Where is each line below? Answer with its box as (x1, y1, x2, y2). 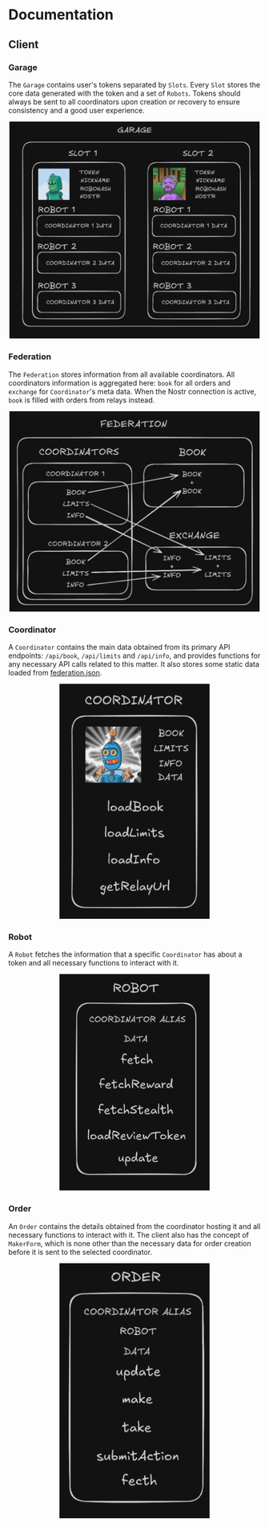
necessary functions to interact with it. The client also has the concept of (8, 1230, 250, 1239)
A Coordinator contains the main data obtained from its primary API (8, 643, 231, 652)
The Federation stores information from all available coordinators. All (8, 370, 235, 379)
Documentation (8, 6, 114, 24)
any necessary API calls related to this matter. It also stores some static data (8, 659, 260, 669)
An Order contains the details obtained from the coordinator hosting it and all (8, 1221, 261, 1231)
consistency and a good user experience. (8, 105, 146, 115)
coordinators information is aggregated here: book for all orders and (8, 378, 231, 387)
